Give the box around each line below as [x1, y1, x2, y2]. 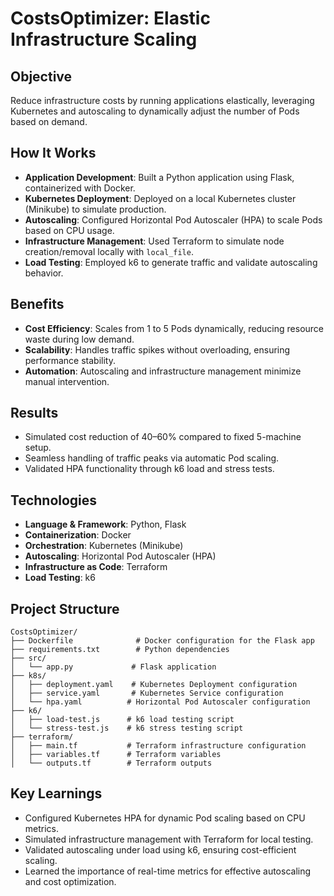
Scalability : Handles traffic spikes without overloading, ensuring [24, 343, 291, 356]
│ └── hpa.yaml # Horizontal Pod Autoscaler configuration [10, 697, 311, 707]
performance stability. [24, 354, 116, 366]
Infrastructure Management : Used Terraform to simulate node [24, 235, 285, 247]
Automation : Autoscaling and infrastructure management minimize [24, 365, 302, 377]
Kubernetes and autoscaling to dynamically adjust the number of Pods [10, 105, 300, 117]
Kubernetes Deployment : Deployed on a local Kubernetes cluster [24, 192, 297, 204]
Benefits [10, 296, 65, 313]
